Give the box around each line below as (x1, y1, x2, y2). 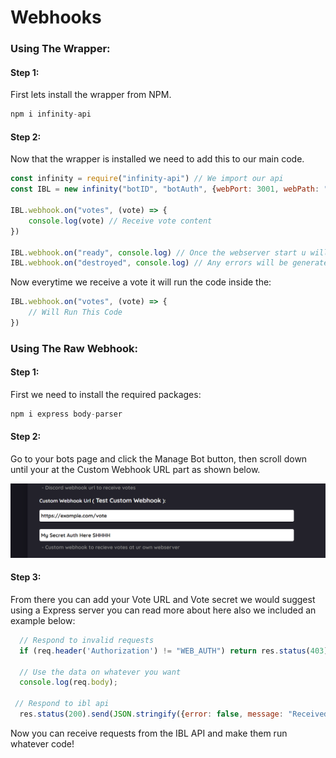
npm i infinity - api (10, 109, 92, 120)
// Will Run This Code (28, 307, 123, 318)
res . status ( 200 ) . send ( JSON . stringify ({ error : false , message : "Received (19, 709, 329, 720)
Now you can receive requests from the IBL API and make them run (10, 727, 288, 739)
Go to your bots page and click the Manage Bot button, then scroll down (10, 453, 308, 465)
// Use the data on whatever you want (19, 667, 182, 677)
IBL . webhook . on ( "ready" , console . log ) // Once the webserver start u (10, 247, 307, 258)
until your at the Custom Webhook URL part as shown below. (10, 464, 261, 476)
